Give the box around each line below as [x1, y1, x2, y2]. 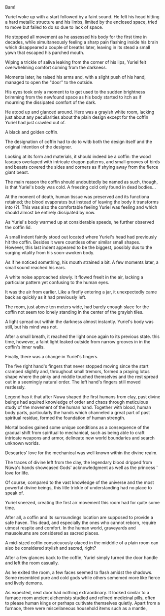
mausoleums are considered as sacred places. [5, 530, 100, 536]
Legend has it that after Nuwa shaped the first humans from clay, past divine [5, 394, 161, 400]
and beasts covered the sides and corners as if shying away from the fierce [5, 164, 159, 170]
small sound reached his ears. [5, 265, 66, 270]
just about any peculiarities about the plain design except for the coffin [5, 114, 149, 120]
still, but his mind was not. [5, 324, 58, 330]
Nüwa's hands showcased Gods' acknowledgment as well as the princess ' [5, 465, 158, 471]
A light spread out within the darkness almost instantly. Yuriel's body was [5, 319, 154, 325]
